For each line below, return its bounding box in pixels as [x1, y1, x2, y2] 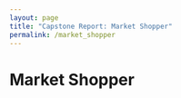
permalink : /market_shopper [9, 30, 116, 39]
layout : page [9, 13, 59, 23]
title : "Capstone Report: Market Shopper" [9, 22, 173, 31]
